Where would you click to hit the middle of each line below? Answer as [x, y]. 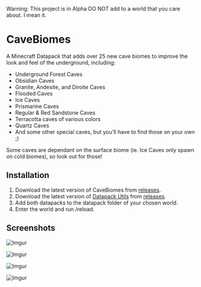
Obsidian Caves [34, 80]
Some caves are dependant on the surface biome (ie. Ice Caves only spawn [101, 150]
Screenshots [31, 228]
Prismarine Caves [37, 106]
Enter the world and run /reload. [55, 209]
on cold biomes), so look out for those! [54, 156]
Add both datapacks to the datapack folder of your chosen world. [96, 203]
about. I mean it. [26, 15]
